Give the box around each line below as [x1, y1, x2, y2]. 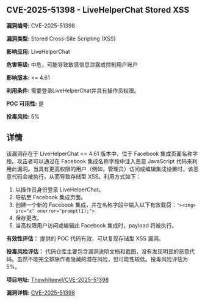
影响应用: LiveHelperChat [6, 48, 70, 55]
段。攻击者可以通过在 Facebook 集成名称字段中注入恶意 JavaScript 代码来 [6, 157, 192, 164]
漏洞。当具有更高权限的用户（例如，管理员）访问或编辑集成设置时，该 [16, 165, 193, 172]
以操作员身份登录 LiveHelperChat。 [15, 186, 104, 193]
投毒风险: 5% [6, 112, 40, 120]
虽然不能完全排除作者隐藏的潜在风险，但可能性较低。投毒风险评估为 [16, 255, 188, 262]
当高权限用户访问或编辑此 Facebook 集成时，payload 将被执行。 [15, 221, 178, 229]
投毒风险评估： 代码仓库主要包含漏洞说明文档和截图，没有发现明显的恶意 [6, 248, 190, 255]
